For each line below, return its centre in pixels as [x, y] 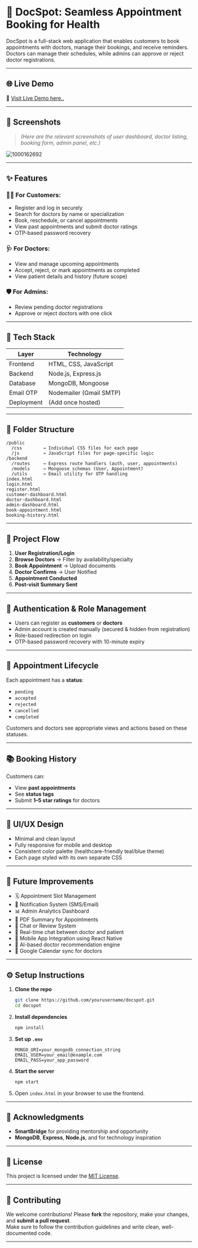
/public [16, 443]
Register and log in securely [48, 208]
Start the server [34, 1071]
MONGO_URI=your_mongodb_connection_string [67, 1050]
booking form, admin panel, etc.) [60, 143]
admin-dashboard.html [33, 505]
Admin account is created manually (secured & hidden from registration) [102, 629]
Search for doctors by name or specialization [69, 214]
